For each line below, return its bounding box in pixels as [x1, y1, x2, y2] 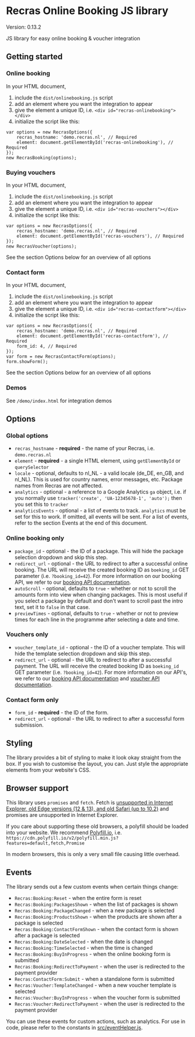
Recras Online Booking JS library [6, 4, 169, 18]
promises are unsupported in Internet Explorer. [6, 811, 119, 818]
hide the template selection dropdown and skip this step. [14, 650, 151, 657]
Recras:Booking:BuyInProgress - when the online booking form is [14, 950, 171, 957]
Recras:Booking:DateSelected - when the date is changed [14, 938, 153, 945]
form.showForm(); [6, 359, 48, 365]
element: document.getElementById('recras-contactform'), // [16, 333, 168, 339]
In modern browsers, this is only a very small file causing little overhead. [6, 850, 180, 857]
